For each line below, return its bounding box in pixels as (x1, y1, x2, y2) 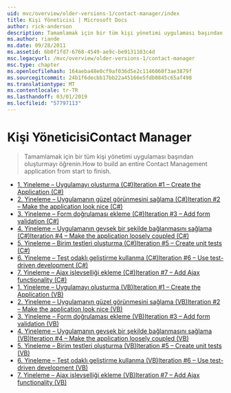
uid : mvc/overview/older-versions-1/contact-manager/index (7, 10, 180, 17)
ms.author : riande (7, 36, 60, 43)
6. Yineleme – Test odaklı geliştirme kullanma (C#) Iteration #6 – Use (16, 253, 209, 262)
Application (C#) (16, 188, 64, 196)
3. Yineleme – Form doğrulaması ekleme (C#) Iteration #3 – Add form (16, 210, 211, 218)
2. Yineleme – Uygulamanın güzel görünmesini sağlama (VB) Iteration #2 (16, 297, 221, 305)
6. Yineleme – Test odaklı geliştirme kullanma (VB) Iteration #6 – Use (16, 356, 209, 364)
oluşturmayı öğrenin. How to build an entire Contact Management (23, 159, 208, 168)
